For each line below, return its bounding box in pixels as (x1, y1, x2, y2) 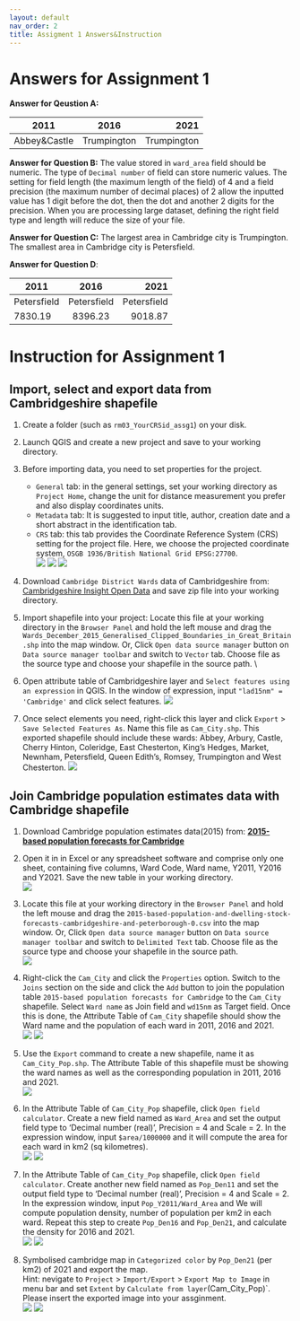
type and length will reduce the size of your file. (9, 214, 185, 225)
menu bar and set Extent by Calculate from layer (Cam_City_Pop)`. (21, 1283, 271, 1294)
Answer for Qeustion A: (9, 98, 99, 109)
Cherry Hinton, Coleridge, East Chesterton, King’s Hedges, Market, (21, 742, 270, 753)
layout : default (9, 13, 70, 22)
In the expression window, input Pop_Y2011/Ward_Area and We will (21, 1198, 262, 1209)
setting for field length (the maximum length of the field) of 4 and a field (9, 177, 275, 188)
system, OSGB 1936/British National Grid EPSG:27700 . (35, 548, 238, 559)
